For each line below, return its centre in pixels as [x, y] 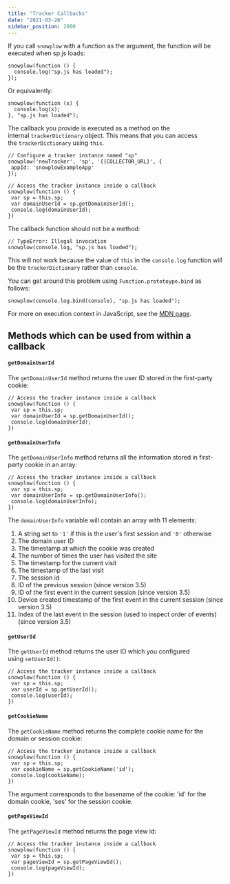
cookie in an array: [51, 465]
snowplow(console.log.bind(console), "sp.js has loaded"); [94, 301]
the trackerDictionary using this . [56, 143]
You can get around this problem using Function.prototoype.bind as [105, 281]
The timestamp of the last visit [61, 571]
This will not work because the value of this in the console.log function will [115, 260]
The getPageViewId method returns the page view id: [82, 831]
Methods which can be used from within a [100, 335]
